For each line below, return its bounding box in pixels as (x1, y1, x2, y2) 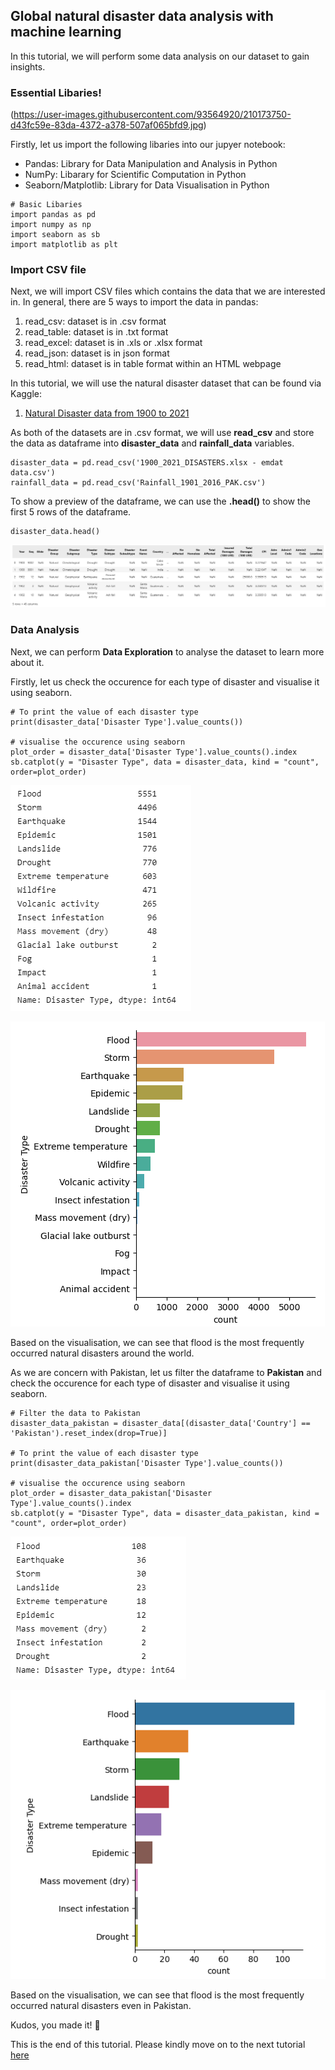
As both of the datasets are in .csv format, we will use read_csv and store (10, 427, 315, 439)
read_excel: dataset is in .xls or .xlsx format (24, 337, 203, 349)
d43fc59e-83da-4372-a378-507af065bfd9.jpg (10, 119, 204, 131)
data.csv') (10, 468, 56, 478)
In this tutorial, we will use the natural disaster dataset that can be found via (10, 377, 322, 389)
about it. (10, 656, 45, 668)
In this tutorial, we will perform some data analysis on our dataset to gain (10, 50, 310, 62)
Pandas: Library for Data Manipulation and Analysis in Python (24, 158, 278, 170)
